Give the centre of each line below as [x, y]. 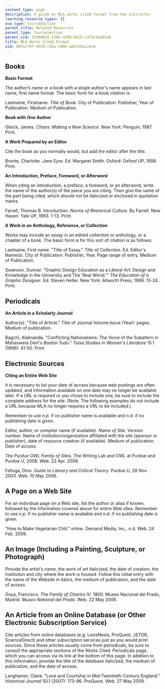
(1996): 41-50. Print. [25, 348]
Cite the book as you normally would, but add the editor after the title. [76, 152]
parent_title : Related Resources [39, 28]
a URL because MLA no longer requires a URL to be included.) [68, 406]
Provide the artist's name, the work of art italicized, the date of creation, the [82, 569]
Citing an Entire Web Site [31, 375]
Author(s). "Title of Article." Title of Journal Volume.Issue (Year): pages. [78, 323]
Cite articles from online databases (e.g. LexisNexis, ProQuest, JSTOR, [77, 635]
